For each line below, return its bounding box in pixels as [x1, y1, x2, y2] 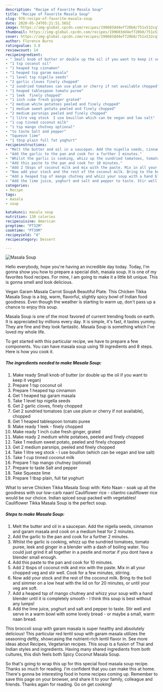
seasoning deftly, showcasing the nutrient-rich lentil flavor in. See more [5, 636, 148, 642]
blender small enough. [12, 554, 58, 560]
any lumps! [12, 601, 35, 607]
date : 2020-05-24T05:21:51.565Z [5, 20, 71, 26]
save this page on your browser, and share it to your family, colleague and [5, 676, 153, 682]
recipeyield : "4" [5, 232, 41, 237]
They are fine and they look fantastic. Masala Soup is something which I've [5, 324, 155, 330]
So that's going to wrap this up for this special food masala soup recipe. [5, 661, 149, 667]
